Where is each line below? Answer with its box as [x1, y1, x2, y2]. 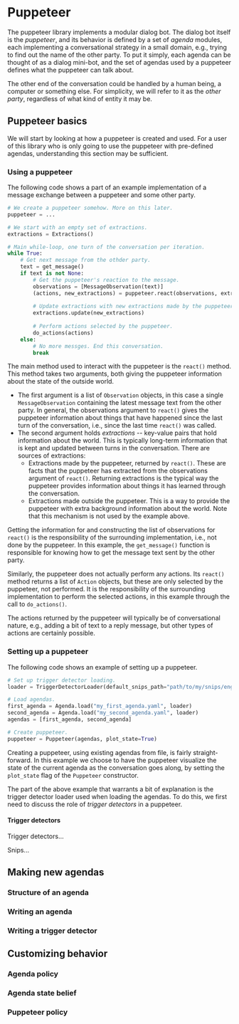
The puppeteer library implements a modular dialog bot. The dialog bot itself [7, 28, 231, 36]
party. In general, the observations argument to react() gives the [17, 406, 209, 415]
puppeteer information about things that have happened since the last [17, 413, 223, 422]
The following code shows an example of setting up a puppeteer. [7, 663, 198, 671]
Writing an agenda [7, 907, 73, 917]
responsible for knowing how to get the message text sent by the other [7, 549, 216, 557]
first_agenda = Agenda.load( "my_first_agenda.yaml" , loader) [7, 702, 193, 710]
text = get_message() [20, 263, 84, 270]
